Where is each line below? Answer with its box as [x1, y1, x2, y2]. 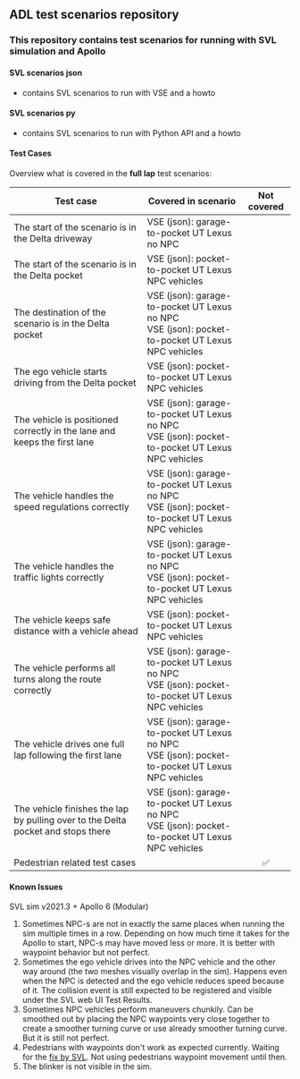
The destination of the [13, 306, 106, 319]
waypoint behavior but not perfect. [21, 947, 150, 958]
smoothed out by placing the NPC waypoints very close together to [21, 1014, 271, 1024]
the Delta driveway [13, 232, 93, 244]
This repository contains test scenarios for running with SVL [9, 34, 277, 47]
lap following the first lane [13, 749, 122, 761]
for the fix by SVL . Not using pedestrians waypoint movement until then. [21, 1051, 287, 1063]
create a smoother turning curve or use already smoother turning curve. [21, 1024, 287, 1034]
